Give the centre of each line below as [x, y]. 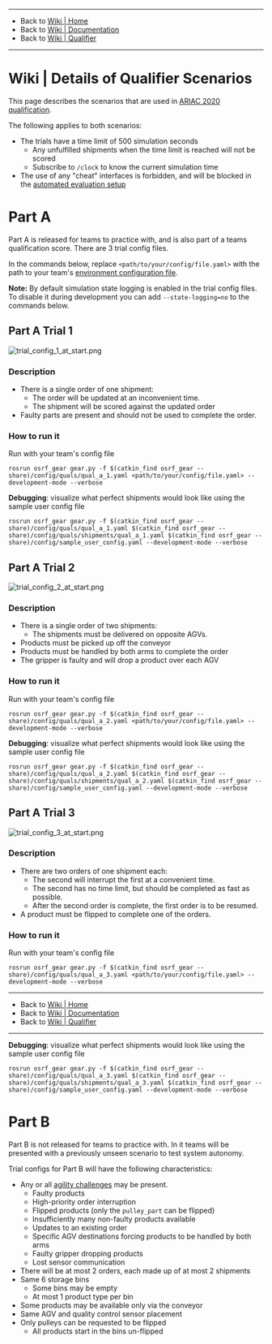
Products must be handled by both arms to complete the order [124, 652]
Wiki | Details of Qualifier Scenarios [130, 79]
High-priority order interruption [84, 1202]
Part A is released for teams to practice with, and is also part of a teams [128, 239]
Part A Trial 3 [42, 813]
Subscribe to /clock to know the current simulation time [125, 166]
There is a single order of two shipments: [89, 626]
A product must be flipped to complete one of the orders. [115, 914]
